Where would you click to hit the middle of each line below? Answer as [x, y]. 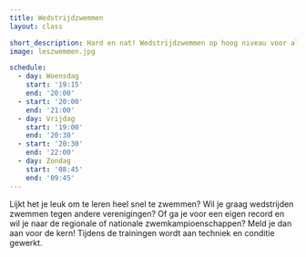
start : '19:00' [55, 127]
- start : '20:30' [51, 144]
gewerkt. [26, 242]
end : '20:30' [51, 136]
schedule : [28, 68]
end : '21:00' [51, 110]
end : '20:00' [51, 93]
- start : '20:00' [51, 101]
